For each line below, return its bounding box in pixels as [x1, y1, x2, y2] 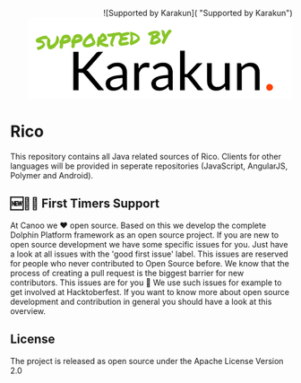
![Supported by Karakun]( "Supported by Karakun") [103, 8, 293, 18]
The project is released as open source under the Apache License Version [10, 355, 284, 366]
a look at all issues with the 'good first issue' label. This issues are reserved [10, 248, 289, 259]
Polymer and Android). [10, 170, 93, 180]
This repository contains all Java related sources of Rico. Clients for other [10, 151, 281, 161]
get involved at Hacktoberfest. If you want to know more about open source [10, 286, 290, 297]
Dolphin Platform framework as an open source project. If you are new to [10, 229, 279, 240]
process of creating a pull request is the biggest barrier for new [10, 267, 245, 278]
